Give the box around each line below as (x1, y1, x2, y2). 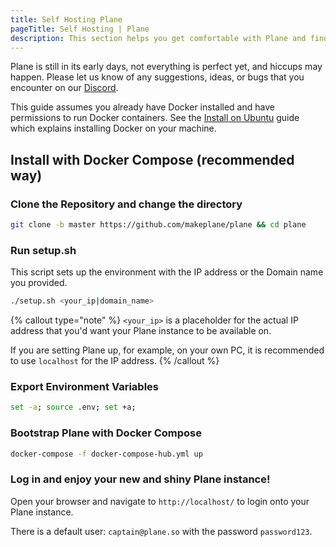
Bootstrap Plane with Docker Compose (10, 426, 202, 440)
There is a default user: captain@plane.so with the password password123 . (10, 525, 313, 537)
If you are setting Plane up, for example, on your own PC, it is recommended (10, 344, 325, 356)
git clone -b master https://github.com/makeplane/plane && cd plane (10, 220, 307, 230)
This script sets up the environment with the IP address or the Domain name (10, 266, 324, 278)
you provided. (10, 277, 68, 289)
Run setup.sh (10, 243, 77, 257)
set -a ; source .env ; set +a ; (10, 402, 137, 413)
